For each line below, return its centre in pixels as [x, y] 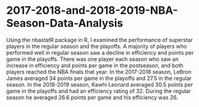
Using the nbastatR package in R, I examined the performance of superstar [99, 40]
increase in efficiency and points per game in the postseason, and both [95, 65]
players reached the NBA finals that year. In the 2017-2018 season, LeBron [99, 72]
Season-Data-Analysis [65, 23]
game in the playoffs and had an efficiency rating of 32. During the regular [99, 91]
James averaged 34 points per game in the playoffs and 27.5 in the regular [99, 78]
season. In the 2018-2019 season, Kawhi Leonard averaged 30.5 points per [100, 84]
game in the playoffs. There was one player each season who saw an [93, 59]
